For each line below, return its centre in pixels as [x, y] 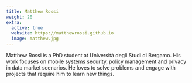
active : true [27, 28]
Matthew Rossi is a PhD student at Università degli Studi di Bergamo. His [94, 55]
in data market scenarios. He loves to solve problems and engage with [91, 68]
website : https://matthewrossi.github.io [63, 33]
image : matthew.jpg [35, 39]
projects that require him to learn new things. [60, 74]
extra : [14, 22]
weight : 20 [19, 17]
